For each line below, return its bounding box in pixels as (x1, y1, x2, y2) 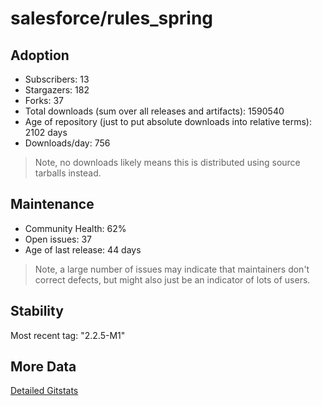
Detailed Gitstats (10, 385, 79, 397)
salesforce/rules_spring (10, 7, 214, 30)
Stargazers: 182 (24, 84, 90, 96)
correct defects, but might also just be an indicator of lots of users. (34, 273, 311, 286)
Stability (10, 303, 64, 320)
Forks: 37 (24, 95, 65, 106)
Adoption (10, 47, 70, 64)
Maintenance (10, 196, 95, 213)
